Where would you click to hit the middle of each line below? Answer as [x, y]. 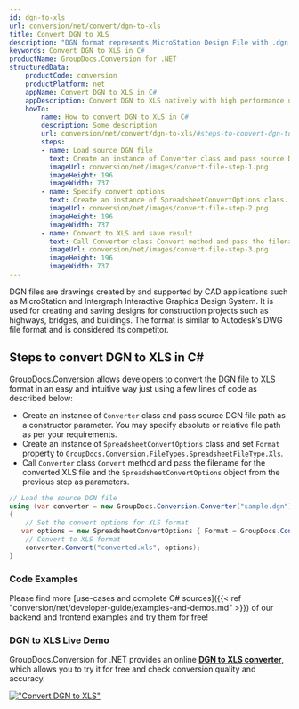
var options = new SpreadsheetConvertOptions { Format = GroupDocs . [150, 532]
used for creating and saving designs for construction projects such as [139, 310]
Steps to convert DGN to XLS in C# [107, 358]
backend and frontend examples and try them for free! [109, 617]
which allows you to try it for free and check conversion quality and [133, 669]
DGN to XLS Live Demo [59, 640]
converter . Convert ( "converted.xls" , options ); [113, 548]
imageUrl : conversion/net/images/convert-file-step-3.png [158, 250]
